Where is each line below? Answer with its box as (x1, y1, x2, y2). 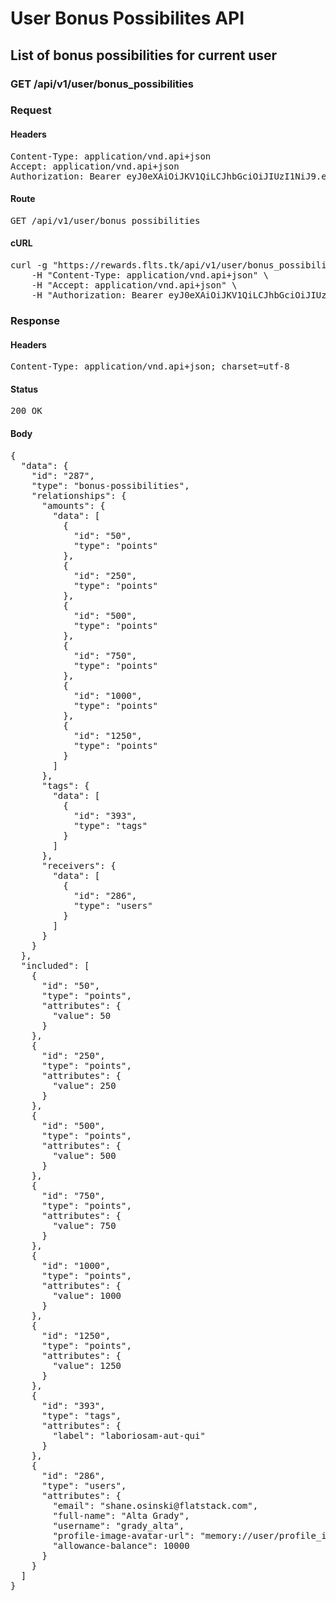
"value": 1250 (52, 1360, 122, 1371)
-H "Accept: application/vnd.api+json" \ (31, 280, 238, 291)
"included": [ (20, 960, 90, 971)
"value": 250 (52, 1080, 117, 1091)
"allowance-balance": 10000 (52, 1540, 190, 1551)
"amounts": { (41, 500, 106, 511)
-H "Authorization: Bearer (31, 290, 164, 301)
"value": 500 (52, 1150, 117, 1161)
